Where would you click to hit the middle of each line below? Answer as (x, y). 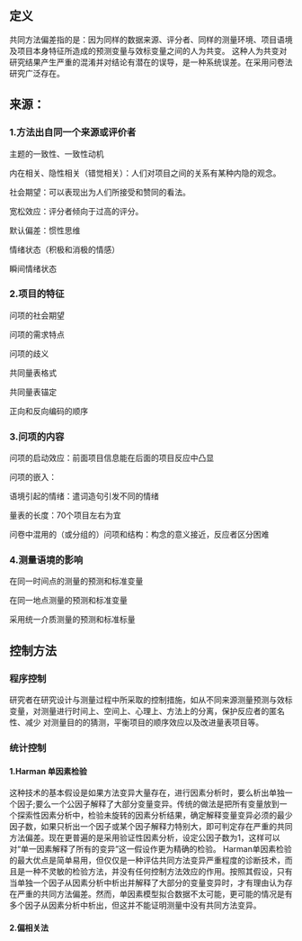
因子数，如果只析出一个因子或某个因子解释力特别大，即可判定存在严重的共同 (151, 827)
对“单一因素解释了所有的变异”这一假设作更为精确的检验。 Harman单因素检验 (151, 849)
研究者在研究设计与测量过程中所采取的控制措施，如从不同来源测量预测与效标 (151, 700)
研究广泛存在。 (37, 73)
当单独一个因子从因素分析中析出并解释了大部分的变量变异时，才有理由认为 (147, 883)
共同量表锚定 (33, 392)
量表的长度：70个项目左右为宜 (65, 515)
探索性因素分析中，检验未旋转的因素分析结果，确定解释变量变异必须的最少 (155, 815)
